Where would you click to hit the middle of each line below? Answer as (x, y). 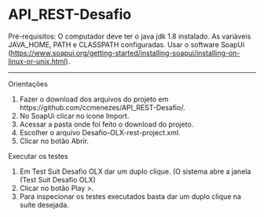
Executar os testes (38, 156)
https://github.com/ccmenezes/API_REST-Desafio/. (103, 107)
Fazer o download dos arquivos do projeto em (94, 99)
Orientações (28, 83)
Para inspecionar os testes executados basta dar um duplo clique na (130, 196)
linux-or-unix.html (37, 61)
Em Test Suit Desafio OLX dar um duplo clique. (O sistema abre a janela (135, 171)
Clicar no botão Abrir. (54, 141)
